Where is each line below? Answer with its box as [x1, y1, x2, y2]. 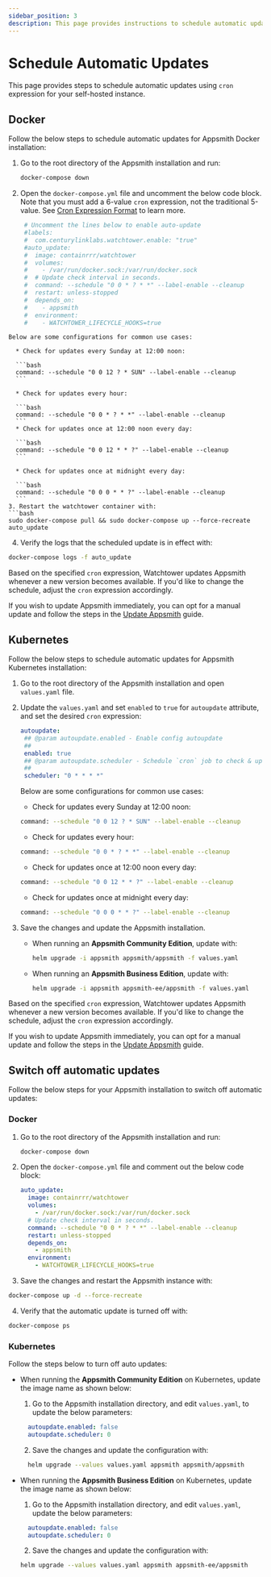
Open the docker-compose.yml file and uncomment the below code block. [19, 189, 262, 198]
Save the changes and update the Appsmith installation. [19, 923, 206, 932]
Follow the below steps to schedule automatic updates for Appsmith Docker [8, 134, 261, 144]
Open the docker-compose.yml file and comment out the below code [19, 1162, 244, 1172]
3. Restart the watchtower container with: [8, 503, 157, 511]
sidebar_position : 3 [8, 11, 78, 20]
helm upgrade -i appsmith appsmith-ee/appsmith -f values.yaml [31, 984, 250, 992]
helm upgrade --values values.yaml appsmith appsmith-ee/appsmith [19, 1562, 248, 1570]
